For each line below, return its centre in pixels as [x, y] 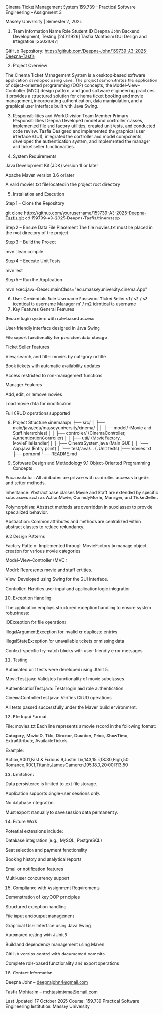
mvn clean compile [24, 251]
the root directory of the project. [38, 233]
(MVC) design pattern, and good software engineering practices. [91, 90]
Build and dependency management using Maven [55, 944]
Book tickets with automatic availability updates [53, 366]
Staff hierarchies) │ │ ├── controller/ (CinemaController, [69, 433]
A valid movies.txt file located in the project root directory [63, 184]
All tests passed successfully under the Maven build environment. [71, 707]
